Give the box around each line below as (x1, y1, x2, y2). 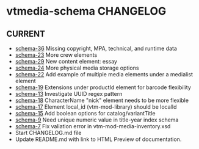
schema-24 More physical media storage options (15, 64, 139, 71)
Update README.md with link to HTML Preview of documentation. (15, 136, 182, 143)
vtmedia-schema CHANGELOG (6, 4, 167, 18)
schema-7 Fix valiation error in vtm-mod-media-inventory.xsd (15, 123, 171, 129)
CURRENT (6, 29, 46, 39)
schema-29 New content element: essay (15, 58, 118, 65)
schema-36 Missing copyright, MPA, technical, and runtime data (15, 45, 177, 52)
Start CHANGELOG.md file (15, 129, 82, 136)
